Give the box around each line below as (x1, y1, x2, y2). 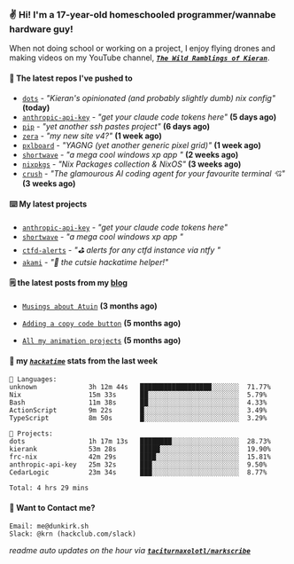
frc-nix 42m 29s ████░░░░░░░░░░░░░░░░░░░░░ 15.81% (9, 452, 272, 462)
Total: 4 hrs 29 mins (9, 483, 89, 493)
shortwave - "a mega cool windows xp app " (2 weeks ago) (21, 149, 239, 160)
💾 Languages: (9, 375, 58, 384)
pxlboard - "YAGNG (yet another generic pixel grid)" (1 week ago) (21, 139, 261, 150)
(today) (21, 102, 50, 113)
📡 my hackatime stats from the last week (9, 355, 158, 366)
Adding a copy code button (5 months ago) (21, 317, 182, 328)
